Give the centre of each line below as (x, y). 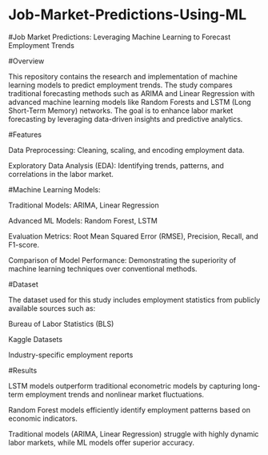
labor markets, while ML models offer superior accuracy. (101, 442)
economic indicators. (43, 418)
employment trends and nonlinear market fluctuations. (115, 394)
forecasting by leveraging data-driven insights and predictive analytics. (126, 119)
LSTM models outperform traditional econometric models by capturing (125, 385)
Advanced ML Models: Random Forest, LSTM (83, 220)
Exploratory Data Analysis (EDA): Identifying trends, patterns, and (116, 165)
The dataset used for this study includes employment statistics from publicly (134, 300)
